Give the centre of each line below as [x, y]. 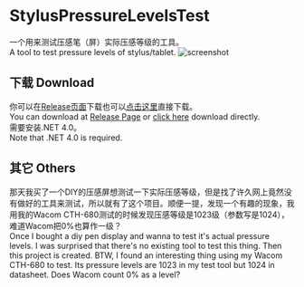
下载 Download [52, 83]
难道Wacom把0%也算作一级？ [66, 225]
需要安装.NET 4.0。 [46, 127]
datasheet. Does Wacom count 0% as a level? [95, 274]
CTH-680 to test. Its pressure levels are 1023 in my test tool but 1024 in [142, 264]
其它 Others [43, 168]
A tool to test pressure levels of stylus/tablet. [93, 52]
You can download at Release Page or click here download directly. [135, 116]
